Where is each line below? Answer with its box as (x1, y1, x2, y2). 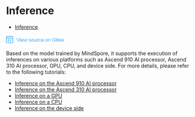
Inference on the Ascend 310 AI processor (14, 86, 117, 93)
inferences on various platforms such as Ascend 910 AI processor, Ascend (6, 56, 187, 63)
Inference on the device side (14, 104, 84, 112)
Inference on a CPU (14, 98, 63, 105)
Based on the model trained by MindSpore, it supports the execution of (6, 50, 178, 57)
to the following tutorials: (6, 68, 66, 75)
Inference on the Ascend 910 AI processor (14, 80, 117, 87)
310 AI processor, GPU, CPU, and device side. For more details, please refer (6, 62, 190, 69)
